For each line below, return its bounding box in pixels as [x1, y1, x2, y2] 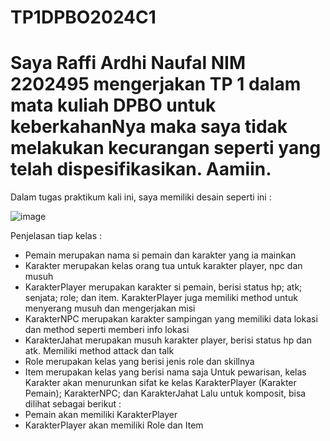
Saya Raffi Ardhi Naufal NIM [10, 52, 246, 75]
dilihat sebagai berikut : [24, 398, 122, 410]
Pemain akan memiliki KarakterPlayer [24, 409, 178, 421]
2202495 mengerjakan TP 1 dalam [10, 73, 302, 96]
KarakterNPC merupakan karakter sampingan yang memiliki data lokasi [24, 313, 318, 325]
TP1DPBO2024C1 [10, 6, 157, 29]
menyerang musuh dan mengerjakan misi [24, 302, 196, 315]
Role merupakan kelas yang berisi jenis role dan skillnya [24, 356, 255, 368]
